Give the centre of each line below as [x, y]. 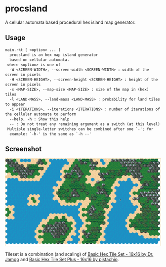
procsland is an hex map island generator [54, 55]
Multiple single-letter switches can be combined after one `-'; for [80, 129]
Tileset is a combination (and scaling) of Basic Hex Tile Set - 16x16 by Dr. [79, 254]
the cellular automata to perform [41, 114]
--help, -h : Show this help [40, 119]
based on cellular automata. [40, 60]
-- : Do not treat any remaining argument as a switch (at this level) [85, 124]
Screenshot [23, 149]
